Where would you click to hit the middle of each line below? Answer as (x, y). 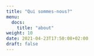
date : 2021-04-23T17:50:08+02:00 (47, 38)
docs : (18, 22)
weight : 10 (20, 33)
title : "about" (35, 28)
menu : (13, 17)
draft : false (22, 44)
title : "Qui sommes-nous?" (39, 11)
